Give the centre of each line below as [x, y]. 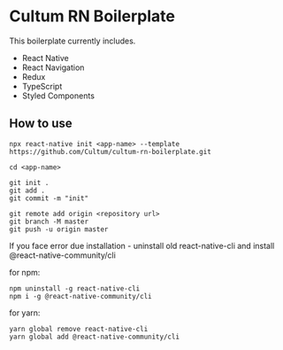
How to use [41, 124]
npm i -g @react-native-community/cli [80, 296]
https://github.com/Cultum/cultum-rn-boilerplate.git [111, 152]
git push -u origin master [59, 229]
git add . [27, 191]
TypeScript [42, 86]
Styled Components [58, 96]
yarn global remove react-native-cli [79, 329]
